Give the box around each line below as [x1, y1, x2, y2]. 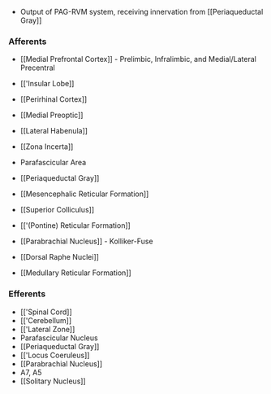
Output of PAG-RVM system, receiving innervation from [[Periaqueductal [19, 7, 264, 16]
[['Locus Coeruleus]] [19, 350, 90, 360]
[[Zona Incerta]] [19, 142, 74, 151]
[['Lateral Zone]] [19, 324, 75, 334]
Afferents [8, 36, 47, 47]
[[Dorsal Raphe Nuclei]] [19, 252, 100, 262]
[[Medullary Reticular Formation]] [19, 268, 131, 278]
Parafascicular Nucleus [19, 333, 99, 343]
